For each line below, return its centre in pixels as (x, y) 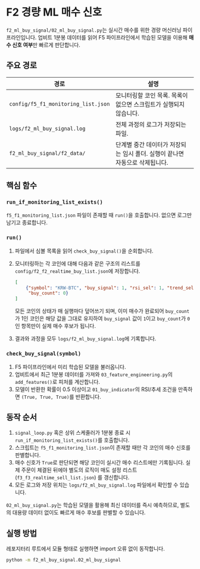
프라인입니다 (21, 37)
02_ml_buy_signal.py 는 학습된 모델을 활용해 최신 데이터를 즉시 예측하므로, (93, 505)
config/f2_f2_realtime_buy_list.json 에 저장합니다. (77, 271)
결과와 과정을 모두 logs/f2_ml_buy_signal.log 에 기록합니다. (85, 339)
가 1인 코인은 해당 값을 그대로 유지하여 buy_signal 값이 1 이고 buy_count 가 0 (102, 319)
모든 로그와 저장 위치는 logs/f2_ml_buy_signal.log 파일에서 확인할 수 (96, 485)
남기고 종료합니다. (27, 223)
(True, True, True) (45, 397)
